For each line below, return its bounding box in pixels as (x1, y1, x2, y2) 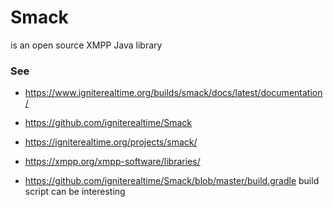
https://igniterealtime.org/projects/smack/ (24, 136, 198, 148)
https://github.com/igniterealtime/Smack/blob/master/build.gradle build (24, 175, 320, 187)
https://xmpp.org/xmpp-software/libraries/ (24, 156, 201, 168)
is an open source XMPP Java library (10, 39, 163, 51)
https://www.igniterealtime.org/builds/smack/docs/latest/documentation (24, 87, 323, 99)
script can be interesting (24, 186, 126, 198)
